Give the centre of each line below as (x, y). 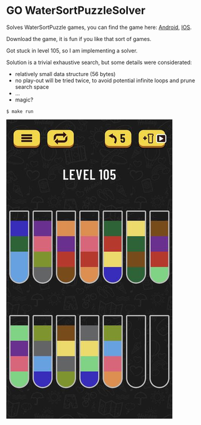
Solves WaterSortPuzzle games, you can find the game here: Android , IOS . (99, 27)
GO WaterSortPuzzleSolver (76, 11)
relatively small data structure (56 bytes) (65, 74)
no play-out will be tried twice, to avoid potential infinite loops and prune (105, 80)
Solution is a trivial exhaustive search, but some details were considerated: (99, 62)
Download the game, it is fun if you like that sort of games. (79, 39)
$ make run (20, 111)
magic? (24, 100)
